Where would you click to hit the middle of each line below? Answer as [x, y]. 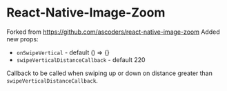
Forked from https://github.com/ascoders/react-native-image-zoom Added [113, 32]
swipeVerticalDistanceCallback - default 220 [81, 59]
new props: [22, 39]
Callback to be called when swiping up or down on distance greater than [110, 73]
